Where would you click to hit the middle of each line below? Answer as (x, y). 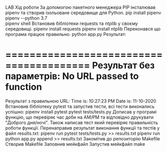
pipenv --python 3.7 (26, 18)
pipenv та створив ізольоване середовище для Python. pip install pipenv (83, 13)
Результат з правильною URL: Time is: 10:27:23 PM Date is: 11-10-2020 (81, 101)
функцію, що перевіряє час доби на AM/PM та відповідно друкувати (79, 117)
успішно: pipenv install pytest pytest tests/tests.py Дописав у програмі (81, 111)
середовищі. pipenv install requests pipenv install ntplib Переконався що (83, 29)
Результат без (123, 66)
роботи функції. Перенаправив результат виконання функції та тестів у (82, 128)
